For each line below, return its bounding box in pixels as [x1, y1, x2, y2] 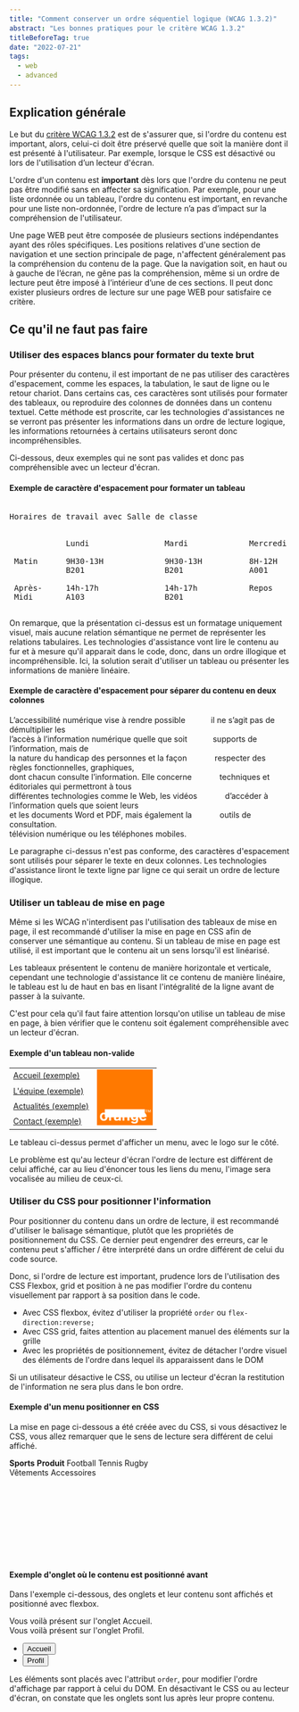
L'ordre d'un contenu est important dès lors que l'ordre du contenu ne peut [9, 174, 287, 185]
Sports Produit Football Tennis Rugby [9, 1458, 149, 1468]
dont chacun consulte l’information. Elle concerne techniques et [9, 771, 270, 782]
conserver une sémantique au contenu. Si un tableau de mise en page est [9, 935, 281, 946]
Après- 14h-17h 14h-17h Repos [13, 583, 274, 593]
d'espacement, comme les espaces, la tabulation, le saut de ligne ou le [9, 378, 270, 389]
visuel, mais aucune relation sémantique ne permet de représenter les [9, 627, 266, 637]
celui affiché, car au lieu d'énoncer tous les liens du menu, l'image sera [9, 1163, 271, 1174]
